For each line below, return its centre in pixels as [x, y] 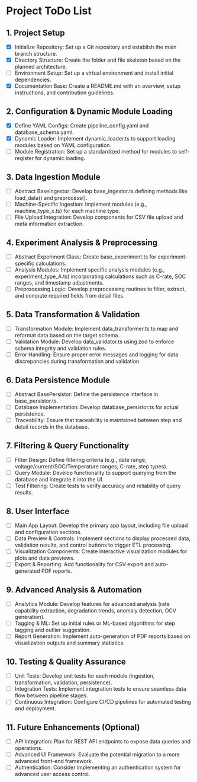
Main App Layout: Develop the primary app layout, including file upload [101, 525]
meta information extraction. [49, 224]
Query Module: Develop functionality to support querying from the [95, 473]
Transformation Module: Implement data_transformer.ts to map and [96, 329]
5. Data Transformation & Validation [73, 315]
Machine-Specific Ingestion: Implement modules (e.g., [81, 204]
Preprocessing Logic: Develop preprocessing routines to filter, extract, [100, 289]
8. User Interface [38, 511]
